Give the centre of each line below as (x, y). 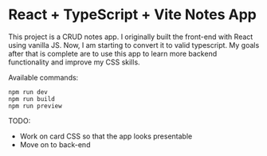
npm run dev (28, 92)
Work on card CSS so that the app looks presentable (106, 136)
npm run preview (35, 106)
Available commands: (43, 77)
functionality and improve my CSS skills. (75, 62)
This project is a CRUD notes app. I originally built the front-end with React (131, 37)
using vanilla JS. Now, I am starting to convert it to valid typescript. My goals (134, 45)
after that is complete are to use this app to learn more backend (113, 53)
